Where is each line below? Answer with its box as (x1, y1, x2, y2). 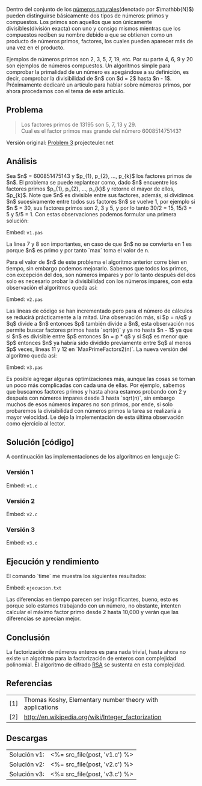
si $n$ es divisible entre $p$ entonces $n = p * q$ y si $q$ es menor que (6, 332, 188, 340)
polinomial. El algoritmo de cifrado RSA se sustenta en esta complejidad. (6, 661, 186, 668)
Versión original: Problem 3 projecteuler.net (6, 139, 114, 146)
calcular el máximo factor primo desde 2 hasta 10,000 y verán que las (6, 609, 179, 616)
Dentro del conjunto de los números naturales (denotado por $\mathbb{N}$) (6, 6, 194, 13)
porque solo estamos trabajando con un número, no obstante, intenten (6, 602, 182, 609)
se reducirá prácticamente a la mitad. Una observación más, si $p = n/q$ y (6, 313, 192, 321)
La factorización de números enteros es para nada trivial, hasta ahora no (6, 648, 186, 655)
